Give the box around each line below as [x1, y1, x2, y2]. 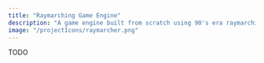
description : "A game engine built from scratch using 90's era [8, 19, 223, 27]
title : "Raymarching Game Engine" [8, 11, 122, 20]
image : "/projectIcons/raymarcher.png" [8, 26, 139, 34]
